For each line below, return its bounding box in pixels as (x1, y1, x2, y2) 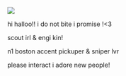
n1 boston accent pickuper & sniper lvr (7, 47, 119, 56)
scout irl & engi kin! (7, 34, 64, 42)
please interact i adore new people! (7, 61, 110, 69)
